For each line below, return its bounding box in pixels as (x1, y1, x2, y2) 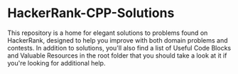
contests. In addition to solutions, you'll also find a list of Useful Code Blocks (7, 43, 232, 52)
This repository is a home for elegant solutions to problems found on (7, 28, 208, 37)
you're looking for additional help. (7, 58, 106, 67)
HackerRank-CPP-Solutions (7, 5, 175, 21)
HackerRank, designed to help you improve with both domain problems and (7, 36, 228, 44)
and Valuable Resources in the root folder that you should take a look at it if (7, 51, 227, 60)
